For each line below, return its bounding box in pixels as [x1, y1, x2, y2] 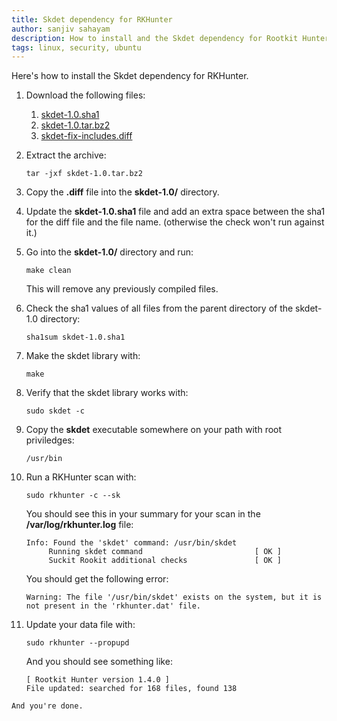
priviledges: [25, 434, 75, 446]
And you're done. [11, 701, 84, 711]
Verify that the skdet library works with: [25, 387, 189, 399]
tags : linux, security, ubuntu [11, 42, 142, 53]
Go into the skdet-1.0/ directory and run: [25, 246, 194, 258]
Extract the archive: [25, 149, 107, 161]
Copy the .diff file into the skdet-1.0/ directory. [25, 186, 220, 198]
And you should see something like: [25, 656, 173, 668]
